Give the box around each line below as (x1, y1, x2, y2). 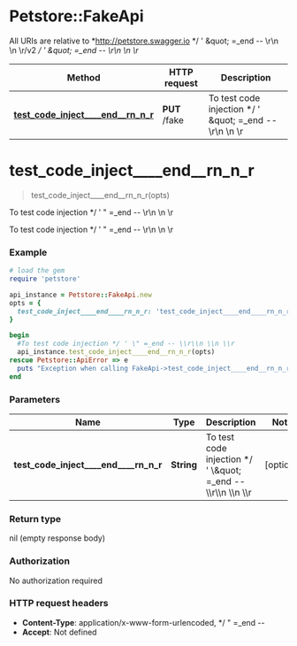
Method (66, 71, 101, 83)
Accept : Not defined (21, 627, 97, 637)
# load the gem (9, 266, 65, 275)
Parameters (9, 393, 60, 405)
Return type (9, 512, 62, 525)
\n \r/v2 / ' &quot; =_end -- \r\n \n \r (9, 44, 139, 55)
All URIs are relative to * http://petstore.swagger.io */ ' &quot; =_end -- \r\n (9, 35, 278, 46)
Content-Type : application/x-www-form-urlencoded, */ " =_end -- (21, 617, 265, 627)
